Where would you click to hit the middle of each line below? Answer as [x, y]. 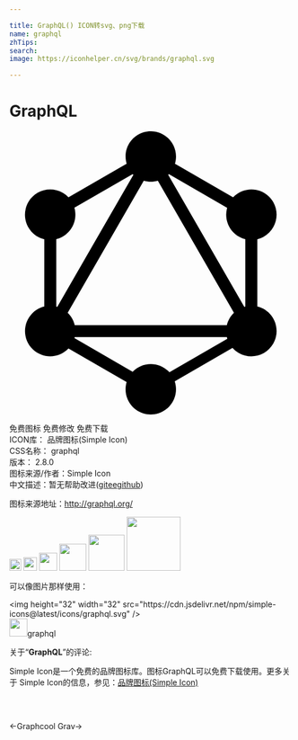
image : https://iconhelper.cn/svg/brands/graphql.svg [112, 59]
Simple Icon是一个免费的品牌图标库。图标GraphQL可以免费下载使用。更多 [146, 672]
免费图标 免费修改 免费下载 [59, 429]
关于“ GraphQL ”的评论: [51, 652]
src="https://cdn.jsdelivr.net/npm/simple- [199, 604]
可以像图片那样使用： [48, 586]
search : [24, 50]
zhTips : [24, 42]
